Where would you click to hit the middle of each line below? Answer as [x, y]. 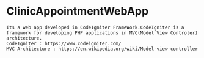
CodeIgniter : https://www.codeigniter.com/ [64, 43]
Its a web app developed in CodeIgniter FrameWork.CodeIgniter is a [95, 27]
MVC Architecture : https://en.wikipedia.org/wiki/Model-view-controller [102, 49]
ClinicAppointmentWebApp [78, 11]
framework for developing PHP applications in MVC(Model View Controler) [102, 33]
